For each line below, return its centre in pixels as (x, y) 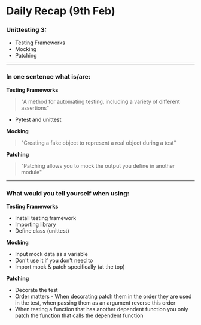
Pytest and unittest (38, 119)
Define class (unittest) (42, 231)
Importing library (35, 225)
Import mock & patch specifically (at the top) (70, 267)
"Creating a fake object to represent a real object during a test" (98, 143)
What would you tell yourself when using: (68, 193)
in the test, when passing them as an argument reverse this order (95, 303)
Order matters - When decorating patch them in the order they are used (103, 297)
